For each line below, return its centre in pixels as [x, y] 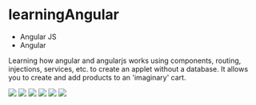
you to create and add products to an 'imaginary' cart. [97, 77]
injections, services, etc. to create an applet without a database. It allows [128, 68]
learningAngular [64, 15]
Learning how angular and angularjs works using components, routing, [125, 60]
